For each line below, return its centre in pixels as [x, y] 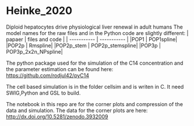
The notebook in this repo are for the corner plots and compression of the [95, 104]
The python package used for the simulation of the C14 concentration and [95, 63]
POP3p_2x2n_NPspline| [34, 51]
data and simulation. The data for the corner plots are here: [77, 110]
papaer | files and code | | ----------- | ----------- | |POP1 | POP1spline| [92, 39]
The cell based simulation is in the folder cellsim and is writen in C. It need [95, 86]
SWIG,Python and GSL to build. [43, 93]
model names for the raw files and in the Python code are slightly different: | [97, 33]
